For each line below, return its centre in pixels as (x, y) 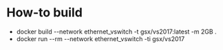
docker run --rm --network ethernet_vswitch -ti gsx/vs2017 (100, 38)
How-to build (45, 13)
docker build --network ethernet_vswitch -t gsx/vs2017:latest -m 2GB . (117, 32)
